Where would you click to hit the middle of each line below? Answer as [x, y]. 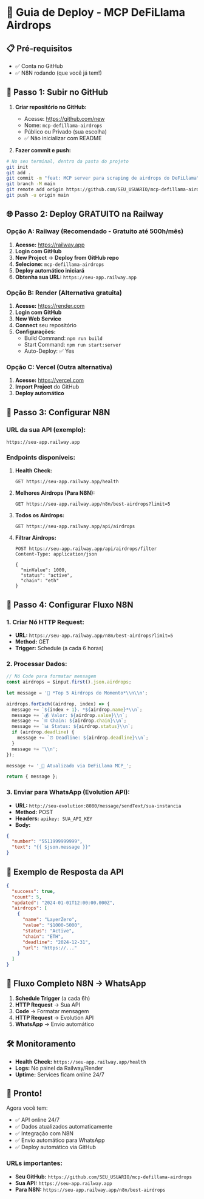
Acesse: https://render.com [50, 305]
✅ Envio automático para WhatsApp [60, 1140]
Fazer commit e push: [43, 150]
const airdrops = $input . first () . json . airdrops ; [69, 682]
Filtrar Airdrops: [36, 538]
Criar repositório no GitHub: [51, 107]
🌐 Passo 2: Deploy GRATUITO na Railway [85, 214]
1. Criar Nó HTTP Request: [46, 622]
